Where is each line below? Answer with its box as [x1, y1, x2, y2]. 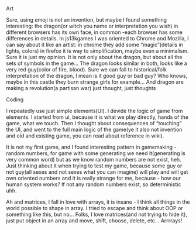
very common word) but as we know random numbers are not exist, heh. [6, 156, 181, 163]
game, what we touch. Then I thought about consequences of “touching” [6, 120, 183, 126]
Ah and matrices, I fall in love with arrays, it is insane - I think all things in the [6, 198, 190, 205]
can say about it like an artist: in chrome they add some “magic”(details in [6, 41, 183, 48]
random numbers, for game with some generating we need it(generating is [6, 150, 185, 157]
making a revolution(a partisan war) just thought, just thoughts [6, 85, 156, 91]
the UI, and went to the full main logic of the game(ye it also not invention [6, 126, 183, 133]
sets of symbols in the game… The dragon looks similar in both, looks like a [6, 60, 187, 67]
